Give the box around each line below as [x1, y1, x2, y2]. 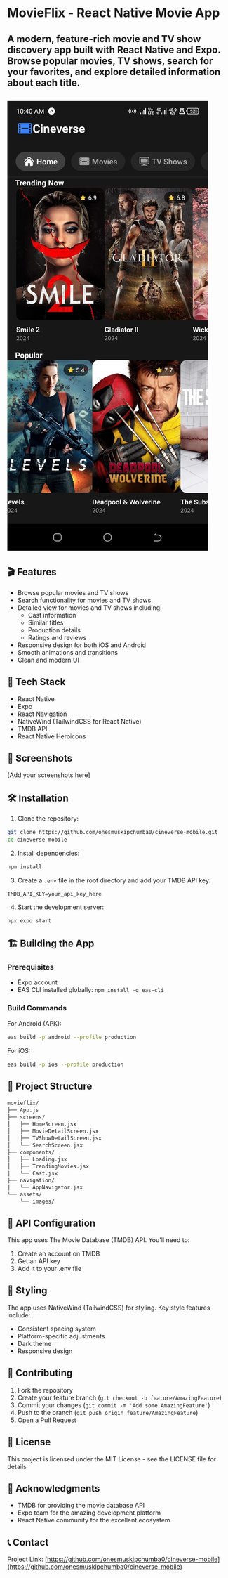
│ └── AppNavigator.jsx [7, 1184, 83, 1192]
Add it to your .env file [17, 1265, 82, 1273]
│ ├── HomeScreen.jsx [7, 1121, 77, 1128]
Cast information [27, 611, 76, 619]
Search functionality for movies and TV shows [17, 596, 152, 604]
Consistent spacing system [17, 1324, 96, 1333]
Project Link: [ [7, 1555, 48, 1564]
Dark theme [17, 1339, 52, 1348]
